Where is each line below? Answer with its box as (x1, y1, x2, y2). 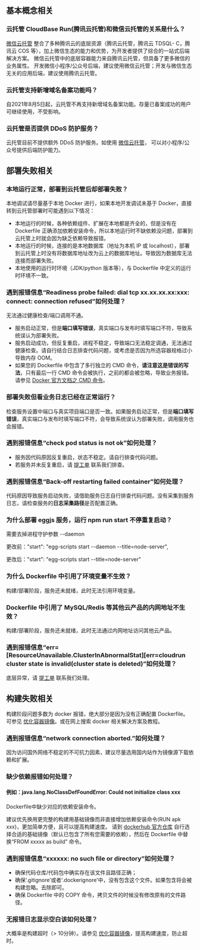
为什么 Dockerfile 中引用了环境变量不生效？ (6, 572, 132, 580)
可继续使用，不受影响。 (6, 108, 64, 115)
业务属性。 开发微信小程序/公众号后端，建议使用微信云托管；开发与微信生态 (6, 62, 192, 69)
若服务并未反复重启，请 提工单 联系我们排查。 (14, 461, 128, 468)
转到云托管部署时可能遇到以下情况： (6, 207, 95, 214)
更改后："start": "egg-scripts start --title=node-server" (6, 556, 142, 563)
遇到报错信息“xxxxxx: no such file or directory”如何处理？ (6, 854, 176, 862)
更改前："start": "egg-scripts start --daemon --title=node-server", (6, 543, 168, 550)
